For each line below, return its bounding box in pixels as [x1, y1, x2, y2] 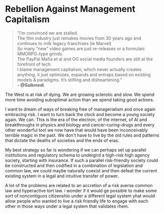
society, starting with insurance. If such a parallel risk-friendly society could [5, 157, 158, 163]
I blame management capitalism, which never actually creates [17, 66, 142, 72]
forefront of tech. [17, 61, 52, 67]
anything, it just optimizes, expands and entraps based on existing [17, 71, 151, 77]
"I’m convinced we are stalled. [17, 30, 78, 36]
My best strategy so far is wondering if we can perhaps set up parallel [5, 147, 147, 153]
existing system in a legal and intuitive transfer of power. [5, 173, 119, 179]
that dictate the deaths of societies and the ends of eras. [5, 137, 119, 143]
